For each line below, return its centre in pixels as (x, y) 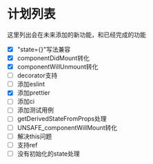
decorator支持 (37, 75)
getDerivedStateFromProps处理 (62, 119)
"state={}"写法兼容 (44, 49)
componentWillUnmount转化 (58, 67)
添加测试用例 (35, 110)
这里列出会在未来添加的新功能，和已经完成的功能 (76, 35)
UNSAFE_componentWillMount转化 (67, 127)
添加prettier (33, 93)
